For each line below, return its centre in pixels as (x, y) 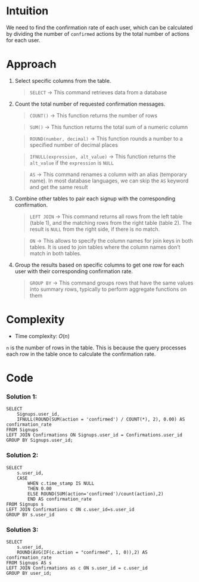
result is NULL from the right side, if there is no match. (95, 229)
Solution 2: (22, 456)
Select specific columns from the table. (63, 81)
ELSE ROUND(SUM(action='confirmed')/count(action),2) (96, 494)
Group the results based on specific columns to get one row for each (99, 265)
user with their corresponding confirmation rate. (74, 271)
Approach (31, 64)
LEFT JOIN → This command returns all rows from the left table (106, 216)
